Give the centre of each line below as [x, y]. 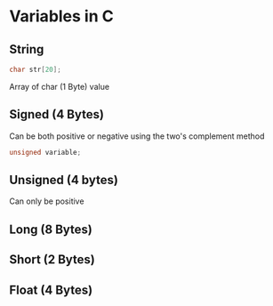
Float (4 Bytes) [51, 290]
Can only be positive [47, 201]
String [27, 49]
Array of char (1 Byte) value [59, 86]
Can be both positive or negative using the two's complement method [137, 136]
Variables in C [61, 16]
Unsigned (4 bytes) [64, 180]
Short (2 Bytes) [52, 260]
